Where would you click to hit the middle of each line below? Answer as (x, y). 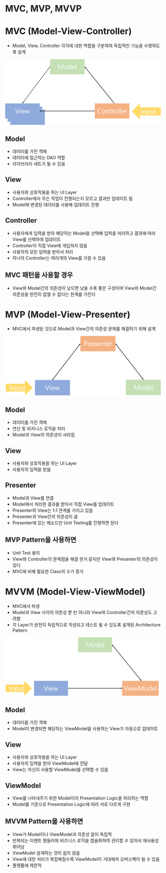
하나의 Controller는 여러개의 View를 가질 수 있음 (59, 258)
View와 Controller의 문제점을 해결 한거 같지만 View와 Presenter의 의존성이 (85, 559)
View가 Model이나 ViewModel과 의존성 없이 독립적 (62, 834)
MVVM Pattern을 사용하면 (44, 821)
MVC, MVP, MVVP (43, 9)
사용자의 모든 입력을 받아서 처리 (42, 251)
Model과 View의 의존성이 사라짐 (43, 435)
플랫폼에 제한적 (27, 865)
